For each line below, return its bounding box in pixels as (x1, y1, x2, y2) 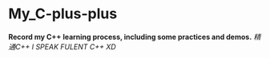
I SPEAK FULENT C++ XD (31, 41, 116, 52)
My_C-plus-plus (8, 5, 118, 23)
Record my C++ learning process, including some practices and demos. (8, 32, 252, 41)
